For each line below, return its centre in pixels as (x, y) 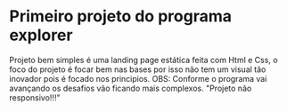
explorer (41, 35)
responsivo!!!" (35, 97)
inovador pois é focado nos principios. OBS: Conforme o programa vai (138, 78)
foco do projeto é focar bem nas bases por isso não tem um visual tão (138, 69)
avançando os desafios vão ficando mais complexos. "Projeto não (131, 88)
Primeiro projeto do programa (120, 16)
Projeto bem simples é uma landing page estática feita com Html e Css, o (143, 60)
